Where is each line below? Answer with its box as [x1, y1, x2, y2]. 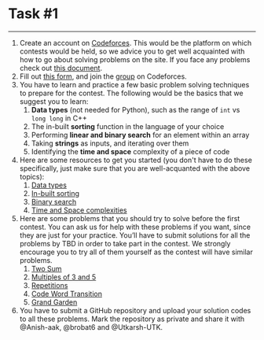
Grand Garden [31, 297, 78, 307]
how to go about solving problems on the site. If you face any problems [19, 54, 251, 64]
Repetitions [31, 280, 68, 290]
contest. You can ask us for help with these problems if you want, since [19, 222, 251, 231]
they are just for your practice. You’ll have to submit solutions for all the [19, 230, 251, 240]
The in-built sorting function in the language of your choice [31, 121, 225, 131]
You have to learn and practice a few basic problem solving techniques [19, 79, 250, 89]
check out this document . [19, 63, 103, 72]
